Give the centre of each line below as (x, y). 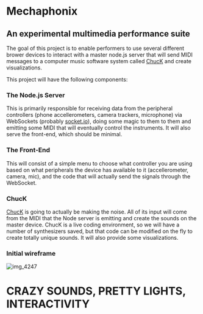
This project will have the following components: (67, 79)
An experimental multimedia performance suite (98, 34)
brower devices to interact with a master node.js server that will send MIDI (100, 55)
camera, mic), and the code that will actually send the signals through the (98, 176)
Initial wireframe (31, 253)
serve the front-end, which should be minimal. (64, 134)
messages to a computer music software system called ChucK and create (99, 61)
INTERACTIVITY (48, 304)
